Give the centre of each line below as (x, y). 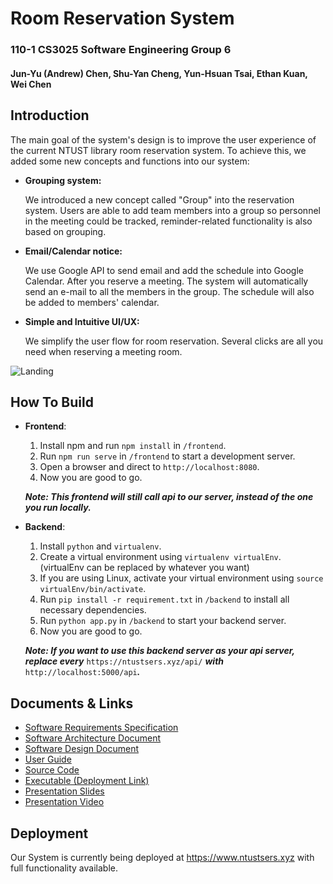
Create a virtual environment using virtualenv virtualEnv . (160, 557)
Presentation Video (64, 802)
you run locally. (58, 508)
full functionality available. (64, 868)
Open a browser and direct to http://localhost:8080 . (149, 467)
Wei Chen (31, 84)
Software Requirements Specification (101, 728)
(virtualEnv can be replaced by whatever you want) (144, 568)
